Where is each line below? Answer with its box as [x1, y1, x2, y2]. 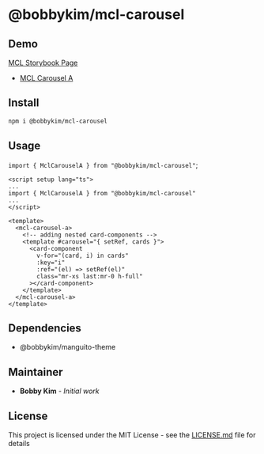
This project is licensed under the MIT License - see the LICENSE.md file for [8, 429, 256, 440]
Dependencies [8, 321, 81, 335]
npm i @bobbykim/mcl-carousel [8, 117, 108, 125]
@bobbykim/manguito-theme [19, 342, 116, 352]
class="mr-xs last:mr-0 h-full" [36, 272, 144, 280]
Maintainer [8, 365, 63, 379]
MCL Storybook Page [8, 58, 78, 67]
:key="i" [36, 259, 66, 267]
